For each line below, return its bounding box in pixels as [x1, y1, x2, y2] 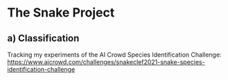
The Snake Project [7, 5, 115, 21]
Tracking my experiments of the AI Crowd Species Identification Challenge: [7, 50, 222, 59]
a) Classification [7, 32, 80, 44]
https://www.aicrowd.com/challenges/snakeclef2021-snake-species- [7, 58, 206, 66]
